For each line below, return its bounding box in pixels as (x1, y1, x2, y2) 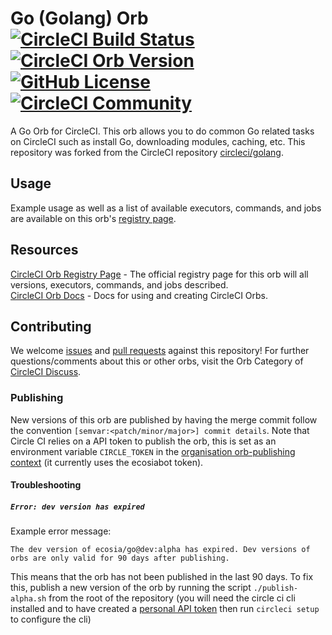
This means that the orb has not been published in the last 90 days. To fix (10, 571, 314, 583)
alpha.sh (10, 594, 47, 604)
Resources (10, 242, 79, 259)
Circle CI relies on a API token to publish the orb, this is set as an (10, 435, 277, 447)
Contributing (10, 318, 92, 335)
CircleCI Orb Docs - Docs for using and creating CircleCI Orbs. (10, 289, 269, 301)
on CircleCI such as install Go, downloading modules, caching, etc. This (10, 135, 306, 147)
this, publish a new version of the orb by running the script (10, 582, 252, 594)
